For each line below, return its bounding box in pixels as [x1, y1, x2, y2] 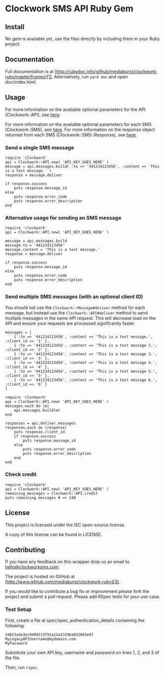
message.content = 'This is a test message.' [5, 247, 100, 252]
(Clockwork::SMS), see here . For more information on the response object [5, 127, 155, 133]
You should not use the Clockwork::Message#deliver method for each [5, 305, 145, 311]
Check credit [5, 471, 37, 478]
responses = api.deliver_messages [5, 421, 76, 426]
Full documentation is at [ [5, 68, 57, 74]
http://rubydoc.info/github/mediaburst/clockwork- [56, 68, 158, 74]
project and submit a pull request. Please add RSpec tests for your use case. [5, 594, 161, 600]
